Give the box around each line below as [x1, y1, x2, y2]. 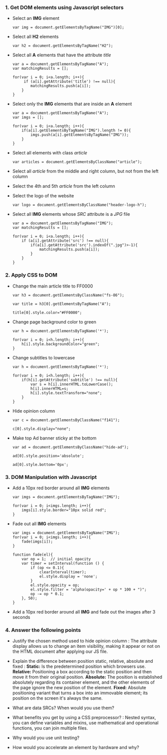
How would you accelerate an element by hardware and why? [12, 745, 140, 751]
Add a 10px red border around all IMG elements [12, 485, 110, 491]
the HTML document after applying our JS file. [12, 648, 108, 654]
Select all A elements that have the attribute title [12, 52, 111, 58]
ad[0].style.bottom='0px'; [12, 462, 69, 467]
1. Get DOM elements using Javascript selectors [5, 4, 124, 11]
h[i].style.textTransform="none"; [30, 390, 102, 395]
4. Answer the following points [5, 626, 81, 633]
